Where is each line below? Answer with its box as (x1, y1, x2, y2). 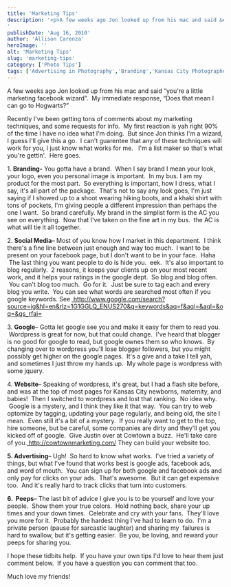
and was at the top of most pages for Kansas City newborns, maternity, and (7, 387, 221, 396)
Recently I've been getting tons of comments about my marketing (7, 114, 192, 122)
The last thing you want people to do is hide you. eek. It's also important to (8, 258, 224, 266)
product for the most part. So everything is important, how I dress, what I (7, 179, 215, 187)
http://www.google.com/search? (73, 295, 166, 303)
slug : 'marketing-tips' (7, 55, 76, 62)
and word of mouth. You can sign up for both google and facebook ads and (7, 466, 222, 475)
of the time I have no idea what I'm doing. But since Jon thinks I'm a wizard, (7, 129, 223, 138)
